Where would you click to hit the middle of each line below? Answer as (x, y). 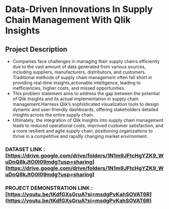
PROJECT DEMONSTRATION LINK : (49, 188)
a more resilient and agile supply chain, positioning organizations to (82, 131)
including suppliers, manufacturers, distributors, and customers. (79, 72)
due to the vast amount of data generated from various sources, (79, 67)
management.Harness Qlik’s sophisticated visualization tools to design (86, 104)
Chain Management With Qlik (68, 20)
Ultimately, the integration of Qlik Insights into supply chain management (88, 120)
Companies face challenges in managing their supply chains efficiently (86, 61)
